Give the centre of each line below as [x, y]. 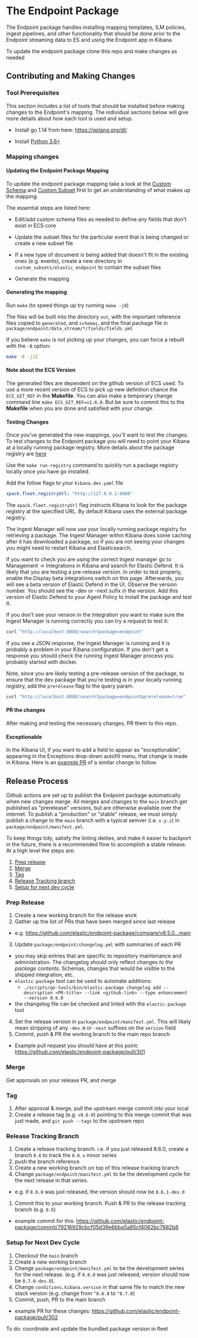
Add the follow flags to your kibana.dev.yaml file [65, 483]
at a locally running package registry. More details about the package [90, 448]
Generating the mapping [37, 292]
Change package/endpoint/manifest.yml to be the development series [99, 1268]
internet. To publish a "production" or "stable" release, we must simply [92, 814]
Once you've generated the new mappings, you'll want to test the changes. [97, 435]
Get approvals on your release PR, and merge [61, 1080]
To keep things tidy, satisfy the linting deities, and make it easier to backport [99, 838]
